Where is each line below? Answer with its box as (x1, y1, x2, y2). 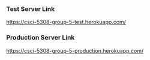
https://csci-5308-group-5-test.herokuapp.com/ (6, 19, 126, 26)
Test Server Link (6, 5, 55, 13)
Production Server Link (6, 34, 75, 42)
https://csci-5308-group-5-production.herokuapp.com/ (6, 47, 144, 54)
